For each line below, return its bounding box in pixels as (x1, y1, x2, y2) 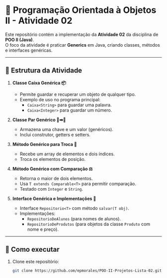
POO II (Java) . (5, 37, 34, 43)
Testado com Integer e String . (19, 186, 83, 192)
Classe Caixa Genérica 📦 (12, 79, 66, 86)
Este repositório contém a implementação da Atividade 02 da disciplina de (5, 31, 159, 37)
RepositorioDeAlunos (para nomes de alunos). (27, 215, 121, 221)
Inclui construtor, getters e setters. (19, 132, 91, 138)
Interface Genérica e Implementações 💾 (12, 196, 96, 202)
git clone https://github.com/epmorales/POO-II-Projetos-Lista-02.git (12, 268, 162, 273)
